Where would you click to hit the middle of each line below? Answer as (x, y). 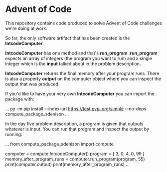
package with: (20, 99)
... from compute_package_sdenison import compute (59, 144)
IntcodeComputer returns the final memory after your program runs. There (82, 73)
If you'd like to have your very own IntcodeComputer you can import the (80, 93)
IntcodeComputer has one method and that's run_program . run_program (82, 53)
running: (14, 134)
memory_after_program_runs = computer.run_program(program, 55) (75, 159)
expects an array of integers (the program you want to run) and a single (79, 58)
